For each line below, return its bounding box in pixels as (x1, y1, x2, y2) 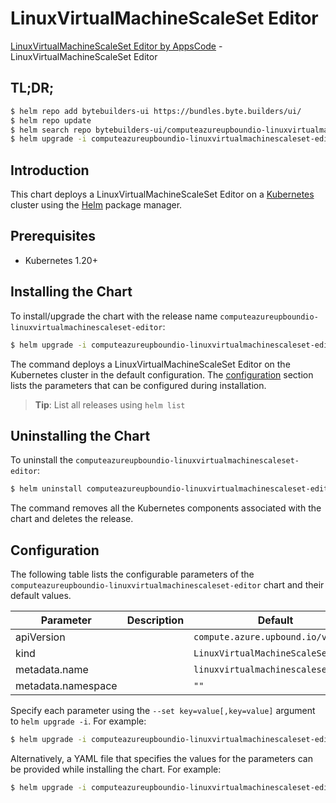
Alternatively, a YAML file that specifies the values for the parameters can (10, 752, 313, 764)
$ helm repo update (10, 115, 92, 126)
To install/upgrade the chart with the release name (10, 310, 218, 322)
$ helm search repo (10, 125, 92, 135)
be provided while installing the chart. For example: (10, 763, 222, 775)
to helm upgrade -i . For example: (10, 715, 147, 727)
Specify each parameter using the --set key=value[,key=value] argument (10, 705, 316, 717)
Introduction (10, 162, 90, 179)
